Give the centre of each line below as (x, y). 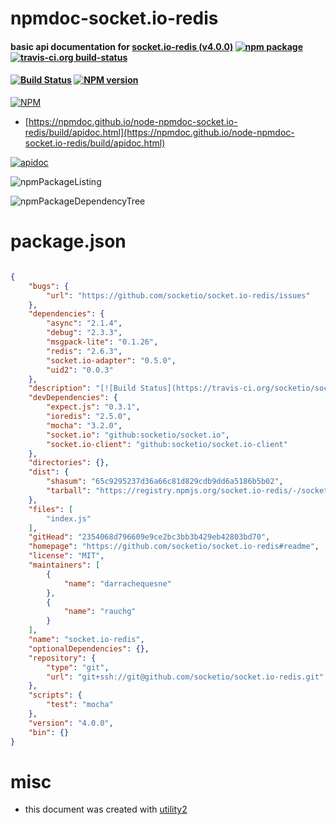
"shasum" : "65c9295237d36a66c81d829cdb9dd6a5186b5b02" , (165, 482)
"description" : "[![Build (82, 388)
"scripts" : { (55, 695)
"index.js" (69, 518)
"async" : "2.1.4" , (84, 323)
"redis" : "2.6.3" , (84, 351)
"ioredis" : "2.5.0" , (89, 417)
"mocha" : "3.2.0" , (84, 425)
